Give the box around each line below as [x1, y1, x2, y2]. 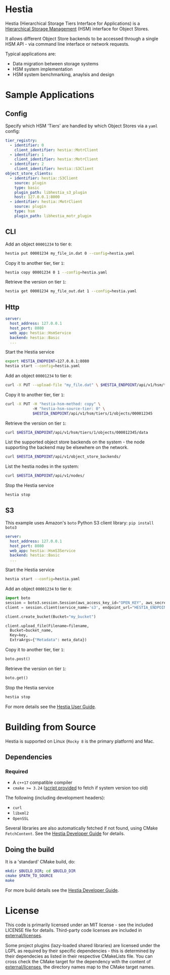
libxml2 [12, 811, 29, 816]
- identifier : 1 [10, 152, 44, 157]
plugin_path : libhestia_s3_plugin [14, 190, 87, 195]
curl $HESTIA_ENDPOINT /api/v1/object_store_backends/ [5, 454, 121, 460]
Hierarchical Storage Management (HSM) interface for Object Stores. [5, 25, 149, 31]
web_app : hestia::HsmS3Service [10, 548, 76, 553]
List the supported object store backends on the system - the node [5, 439, 145, 445]
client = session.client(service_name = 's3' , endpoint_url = [5, 605, 133, 610]
